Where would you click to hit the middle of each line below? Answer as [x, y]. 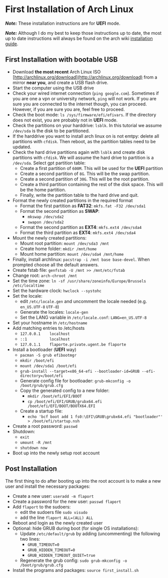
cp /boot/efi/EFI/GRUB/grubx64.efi [65, 401]
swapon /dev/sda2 [46, 222]
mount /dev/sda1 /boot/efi [48, 366]
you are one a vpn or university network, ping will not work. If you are [85, 98]
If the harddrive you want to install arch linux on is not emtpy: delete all [86, 136]
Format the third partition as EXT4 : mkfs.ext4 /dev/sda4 [78, 233]
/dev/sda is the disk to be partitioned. [51, 131]
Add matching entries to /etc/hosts [49, 328]
